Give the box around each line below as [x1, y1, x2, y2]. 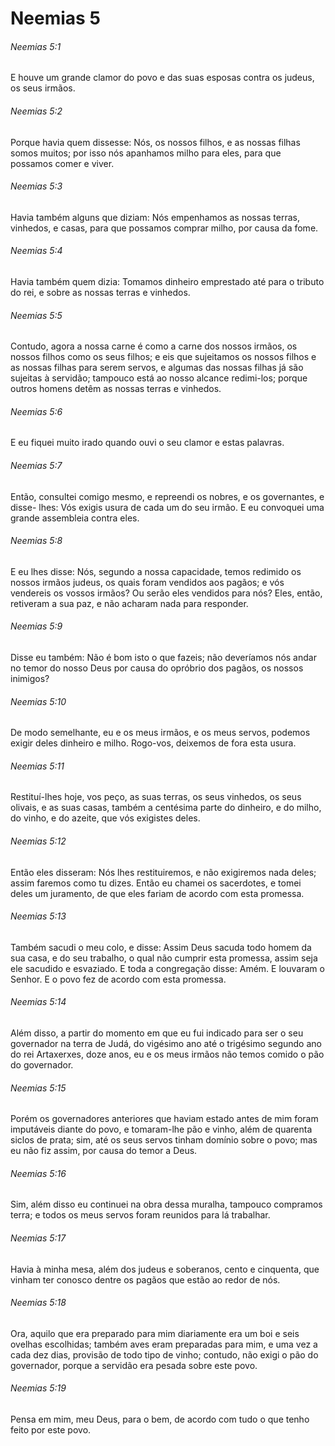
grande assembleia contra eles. [10, 512, 140, 524]
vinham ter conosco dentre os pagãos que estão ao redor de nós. [10, 1273, 281, 1286]
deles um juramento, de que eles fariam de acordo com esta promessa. [10, 887, 305, 899]
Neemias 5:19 [10, 1382, 67, 1394]
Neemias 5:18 [10, 1297, 67, 1309]
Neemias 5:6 [10, 405, 63, 417]
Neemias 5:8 [10, 535, 63, 547]
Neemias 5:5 [10, 309, 63, 321]
